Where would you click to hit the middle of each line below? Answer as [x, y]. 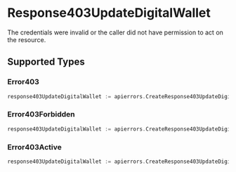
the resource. [27, 39]
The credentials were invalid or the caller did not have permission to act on [115, 32]
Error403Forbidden [41, 114]
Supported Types [46, 62]
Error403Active [34, 147]
